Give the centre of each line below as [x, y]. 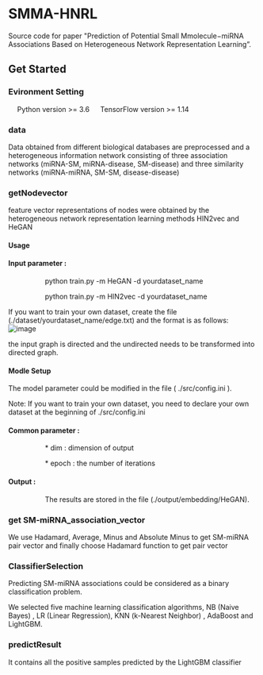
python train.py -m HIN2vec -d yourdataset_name [126, 297]
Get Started [37, 69]
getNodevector [38, 193]
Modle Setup [30, 371]
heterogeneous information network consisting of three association [118, 155]
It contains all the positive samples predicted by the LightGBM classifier [125, 662]
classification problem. [45, 592]
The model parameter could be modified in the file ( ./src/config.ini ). [120, 388]
